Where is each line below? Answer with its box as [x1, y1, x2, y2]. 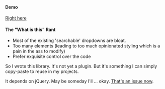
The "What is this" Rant [5, 26, 56, 32]
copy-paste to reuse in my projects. [5, 68, 79, 74]
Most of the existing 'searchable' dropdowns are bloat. [12, 37, 126, 43]
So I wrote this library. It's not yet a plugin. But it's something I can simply [5, 63, 157, 69]
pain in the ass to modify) [12, 48, 65, 54]
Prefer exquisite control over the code [12, 53, 91, 59]
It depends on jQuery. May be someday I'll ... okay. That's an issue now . [5, 78, 154, 84]
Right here [5, 15, 27, 21]
